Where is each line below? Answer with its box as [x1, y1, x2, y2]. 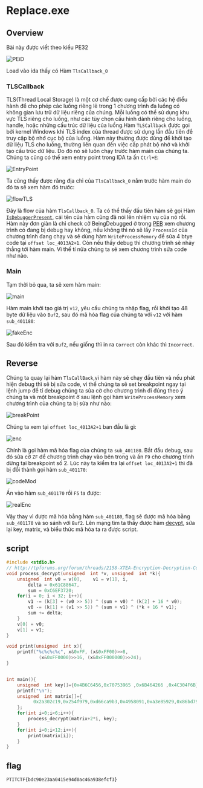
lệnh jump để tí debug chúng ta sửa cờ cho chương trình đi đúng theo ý [6, 387, 184, 394]
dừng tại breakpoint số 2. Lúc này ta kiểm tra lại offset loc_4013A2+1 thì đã [6, 460, 193, 467]
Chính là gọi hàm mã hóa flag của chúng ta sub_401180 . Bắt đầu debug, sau [6, 447, 193, 454]
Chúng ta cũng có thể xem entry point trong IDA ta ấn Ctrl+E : [6, 154, 159, 161]
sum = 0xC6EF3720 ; [28, 587, 74, 593]
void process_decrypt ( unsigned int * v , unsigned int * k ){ [6, 570, 161, 576]
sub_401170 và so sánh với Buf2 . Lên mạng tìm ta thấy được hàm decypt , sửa [6, 519, 195, 527]
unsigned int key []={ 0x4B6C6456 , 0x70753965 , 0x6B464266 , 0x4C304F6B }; [17, 682, 201, 688]
